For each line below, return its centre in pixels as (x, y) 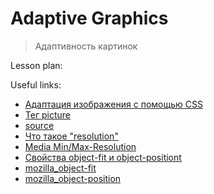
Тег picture (47, 114)
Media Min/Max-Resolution (80, 146)
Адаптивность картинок (86, 46)
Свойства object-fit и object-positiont (103, 157)
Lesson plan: (36, 65)
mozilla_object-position (73, 178)
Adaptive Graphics (89, 18)
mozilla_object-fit (60, 168)
